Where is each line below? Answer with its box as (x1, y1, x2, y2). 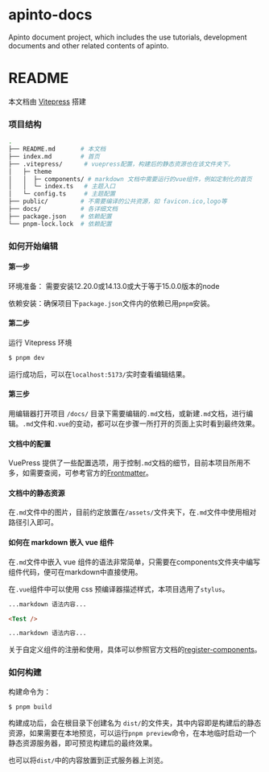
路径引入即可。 (8, 518, 58, 527)
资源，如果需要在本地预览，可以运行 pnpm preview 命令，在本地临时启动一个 (8, 729, 256, 738)
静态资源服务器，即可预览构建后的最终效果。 (8, 738, 157, 748)
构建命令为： (8, 687, 51, 696)
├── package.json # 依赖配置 (8, 212, 113, 221)
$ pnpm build (8, 703, 52, 711)
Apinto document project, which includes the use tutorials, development (8, 32, 247, 42)
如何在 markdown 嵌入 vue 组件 (8, 538, 114, 547)
